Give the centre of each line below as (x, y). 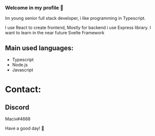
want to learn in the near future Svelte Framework (55, 33)
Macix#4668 (18, 119)
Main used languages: (39, 48)
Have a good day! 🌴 (25, 128)
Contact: (23, 90)
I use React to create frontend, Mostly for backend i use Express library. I (78, 28)
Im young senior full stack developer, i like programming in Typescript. (75, 18)
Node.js (20, 65)
